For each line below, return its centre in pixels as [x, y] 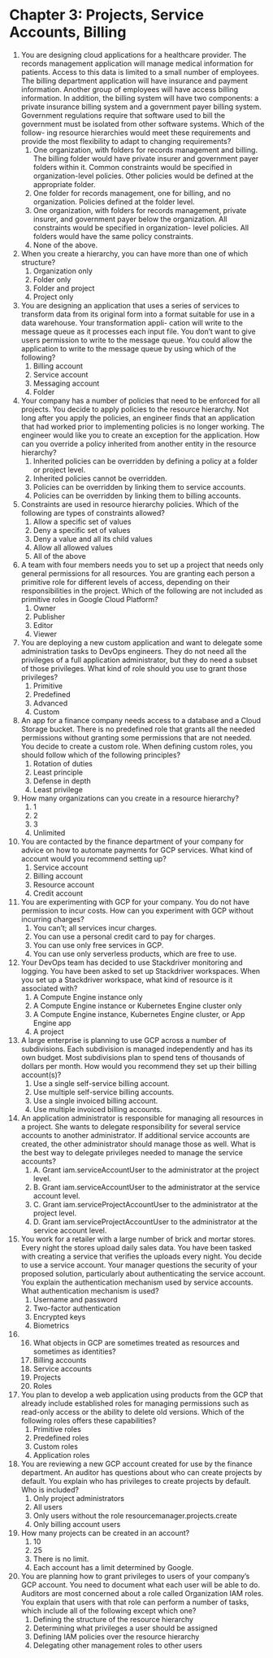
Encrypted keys [59, 1316]
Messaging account [66, 383]
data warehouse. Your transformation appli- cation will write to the [132, 322]
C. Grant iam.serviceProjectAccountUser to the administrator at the [145, 1204]
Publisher [49, 617]
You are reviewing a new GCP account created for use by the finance [136, 1464]
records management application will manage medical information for [137, 63]
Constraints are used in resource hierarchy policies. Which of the [130, 504]
